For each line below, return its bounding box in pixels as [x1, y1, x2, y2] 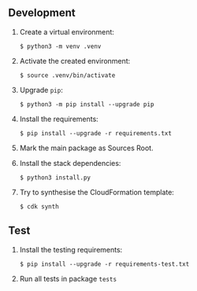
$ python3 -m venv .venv [19, 42, 102, 50]
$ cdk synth [19, 202, 59, 211]
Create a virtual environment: [19, 27, 114, 36]
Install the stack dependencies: [19, 158, 121, 168]
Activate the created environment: [19, 56, 131, 65]
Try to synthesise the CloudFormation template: [19, 187, 175, 197]
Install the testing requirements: [19, 245, 123, 254]
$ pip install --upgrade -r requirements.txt [19, 129, 172, 137]
